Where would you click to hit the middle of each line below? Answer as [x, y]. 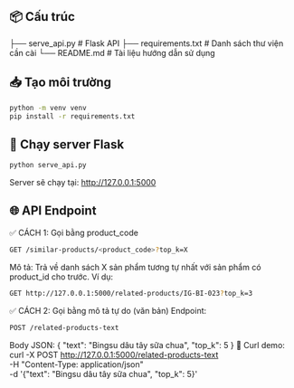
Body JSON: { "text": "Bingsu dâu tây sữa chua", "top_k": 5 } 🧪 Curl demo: [147, 345]
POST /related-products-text [64, 327]
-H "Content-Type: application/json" [76, 364]
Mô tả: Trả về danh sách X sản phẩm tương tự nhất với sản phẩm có [135, 267]
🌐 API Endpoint [53, 211]
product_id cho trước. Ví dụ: [62, 277]
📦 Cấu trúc [42, 17]
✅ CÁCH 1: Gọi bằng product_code [74, 232]
